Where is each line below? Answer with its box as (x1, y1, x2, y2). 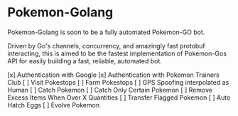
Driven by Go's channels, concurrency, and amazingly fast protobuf (7, 41, 206, 50)
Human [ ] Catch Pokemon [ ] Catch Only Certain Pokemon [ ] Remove (7, 85, 213, 94)
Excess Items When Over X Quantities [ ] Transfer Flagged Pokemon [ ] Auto (7, 93, 231, 102)
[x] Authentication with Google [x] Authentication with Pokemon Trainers (7, 70, 220, 79)
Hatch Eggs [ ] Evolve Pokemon (7, 100, 100, 109)
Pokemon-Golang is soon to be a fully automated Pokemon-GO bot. (7, 28, 205, 36)
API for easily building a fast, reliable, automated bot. (7, 56, 162, 65)
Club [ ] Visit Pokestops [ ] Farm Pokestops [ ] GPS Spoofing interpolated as (7, 78, 229, 86)
